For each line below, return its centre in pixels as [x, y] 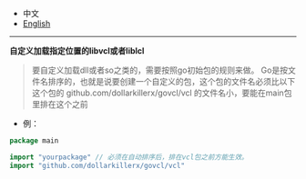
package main [34, 141]
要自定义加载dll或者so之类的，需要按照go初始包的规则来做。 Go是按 [160, 70]
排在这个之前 [64, 104]
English [36, 24]
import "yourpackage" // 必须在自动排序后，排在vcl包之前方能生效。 [129, 157]
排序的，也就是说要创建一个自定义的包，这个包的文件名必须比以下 [172, 81]
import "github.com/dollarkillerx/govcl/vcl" [97, 165]
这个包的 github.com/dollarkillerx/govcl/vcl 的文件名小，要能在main [158, 93]
